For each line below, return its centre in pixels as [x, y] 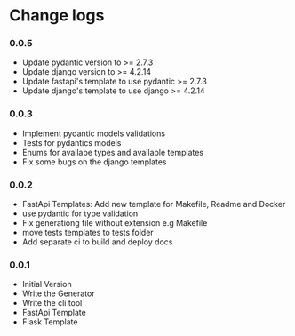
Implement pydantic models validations [94, 133]
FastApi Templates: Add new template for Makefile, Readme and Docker [154, 204]
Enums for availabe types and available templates [113, 152]
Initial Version [47, 284]
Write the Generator [58, 293]
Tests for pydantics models [72, 142]
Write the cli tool [52, 303]
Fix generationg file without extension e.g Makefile [115, 223]
